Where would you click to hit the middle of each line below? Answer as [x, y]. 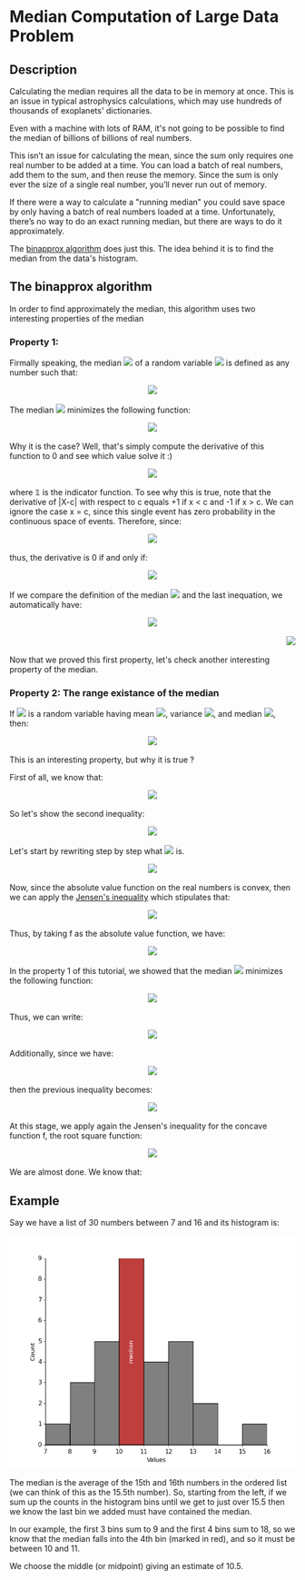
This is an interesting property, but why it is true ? [102, 760]
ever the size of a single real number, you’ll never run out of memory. [138, 184]
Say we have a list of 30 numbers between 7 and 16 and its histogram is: [144, 1223]
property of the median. [54, 670]
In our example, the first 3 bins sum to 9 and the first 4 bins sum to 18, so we [152, 1529]
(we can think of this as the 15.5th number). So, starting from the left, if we [148, 1493]
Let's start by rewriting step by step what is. [97, 851]
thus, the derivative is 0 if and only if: [79, 558]
